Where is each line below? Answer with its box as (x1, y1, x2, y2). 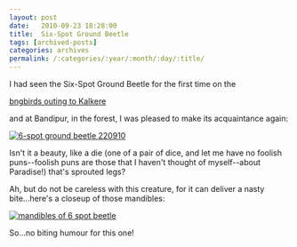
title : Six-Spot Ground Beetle (9, 29, 129, 38)
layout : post (9, 12, 58, 22)
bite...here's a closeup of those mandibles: (9, 193, 165, 203)
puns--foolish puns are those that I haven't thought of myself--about (9, 157, 261, 167)
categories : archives (9, 46, 90, 55)
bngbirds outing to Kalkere (9, 96, 107, 107)
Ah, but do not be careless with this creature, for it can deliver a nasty (9, 184, 265, 194)
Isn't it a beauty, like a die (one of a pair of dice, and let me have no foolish (9, 147, 283, 158)
